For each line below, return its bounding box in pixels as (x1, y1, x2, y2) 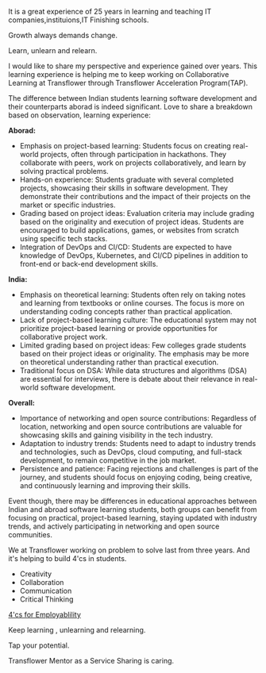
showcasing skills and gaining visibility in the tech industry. (19, 430, 213, 440)
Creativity (19, 569, 52, 579)
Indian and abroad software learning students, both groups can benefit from (8, 505, 257, 514)
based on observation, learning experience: (8, 110, 151, 120)
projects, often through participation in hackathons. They (40, 150, 227, 159)
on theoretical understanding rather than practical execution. (19, 357, 219, 367)
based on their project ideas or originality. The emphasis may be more (19, 349, 249, 358)
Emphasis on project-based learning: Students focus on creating (19, 141, 232, 150)
